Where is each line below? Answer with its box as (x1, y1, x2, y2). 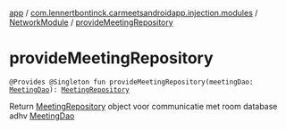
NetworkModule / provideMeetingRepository (9, 17, 174, 28)
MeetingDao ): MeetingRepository (9, 85, 130, 94)
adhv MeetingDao (9, 110, 75, 121)
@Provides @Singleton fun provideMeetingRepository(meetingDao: (9, 77, 254, 86)
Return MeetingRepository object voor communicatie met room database (9, 101, 278, 111)
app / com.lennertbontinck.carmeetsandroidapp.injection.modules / (9, 8, 258, 18)
